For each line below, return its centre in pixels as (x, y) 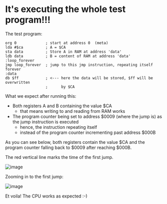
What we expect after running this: (41, 96)
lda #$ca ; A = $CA (35, 47)
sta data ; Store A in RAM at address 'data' (63, 52)
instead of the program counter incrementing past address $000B (88, 132)
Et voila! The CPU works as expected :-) (46, 196)
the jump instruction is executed (45, 122)
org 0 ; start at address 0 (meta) (57, 43)
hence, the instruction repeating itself (58, 127)
